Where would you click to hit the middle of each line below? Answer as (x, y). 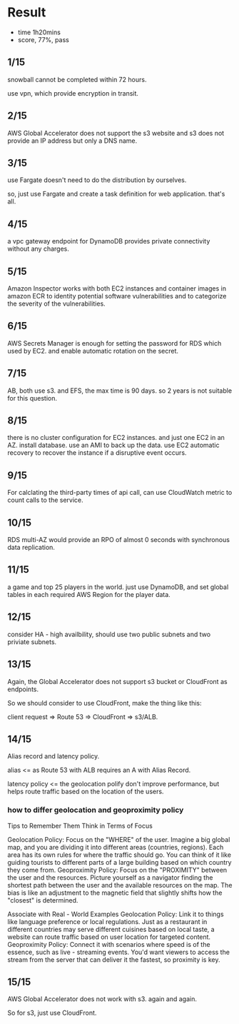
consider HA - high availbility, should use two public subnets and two (109, 634)
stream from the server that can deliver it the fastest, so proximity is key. (114, 959)
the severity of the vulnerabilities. (56, 303)
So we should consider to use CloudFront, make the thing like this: (105, 703)
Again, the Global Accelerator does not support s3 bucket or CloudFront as (117, 681)
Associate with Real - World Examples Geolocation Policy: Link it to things (116, 914)
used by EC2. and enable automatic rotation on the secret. (93, 351)
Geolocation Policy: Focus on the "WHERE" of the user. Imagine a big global (119, 839)
